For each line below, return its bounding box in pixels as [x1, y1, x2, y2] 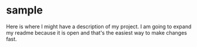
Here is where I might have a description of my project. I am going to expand [6, 23, 192, 30]
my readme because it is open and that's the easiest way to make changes [6, 29, 187, 36]
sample [6, 4, 43, 17]
